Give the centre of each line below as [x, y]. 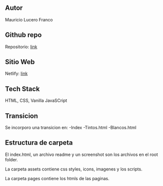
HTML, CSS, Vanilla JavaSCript [36, 101]
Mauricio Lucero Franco [29, 19]
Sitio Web [20, 62]
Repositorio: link [21, 47]
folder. [11, 159]
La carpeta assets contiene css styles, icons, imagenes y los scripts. [74, 169]
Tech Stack [22, 89]
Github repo [24, 35]
